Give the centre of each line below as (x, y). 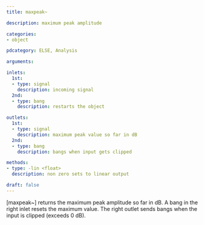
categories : (21, 34)
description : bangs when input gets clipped (75, 152)
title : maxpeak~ (27, 12)
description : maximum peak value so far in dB (77, 135)
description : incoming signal (56, 90)
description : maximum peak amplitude (54, 23)
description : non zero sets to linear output (71, 174)
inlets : (16, 73)
